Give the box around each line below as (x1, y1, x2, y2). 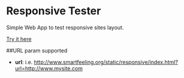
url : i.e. (14, 58, 33, 65)
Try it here (6, 35, 32, 42)
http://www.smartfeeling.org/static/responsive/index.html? (34, 58, 179, 65)
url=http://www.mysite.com (14, 64, 83, 72)
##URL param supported (6, 46, 68, 54)
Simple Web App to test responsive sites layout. (6, 24, 124, 31)
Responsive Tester (6, 4, 101, 18)
